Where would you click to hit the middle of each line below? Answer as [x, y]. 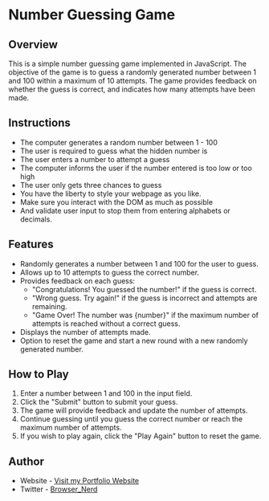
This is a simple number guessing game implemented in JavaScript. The [128, 63]
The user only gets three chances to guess [91, 185]
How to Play [39, 375]
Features [31, 244]
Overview [33, 45]
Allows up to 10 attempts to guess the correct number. [109, 272]
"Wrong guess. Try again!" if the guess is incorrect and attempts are [145, 298]
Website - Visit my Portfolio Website [79, 481]
